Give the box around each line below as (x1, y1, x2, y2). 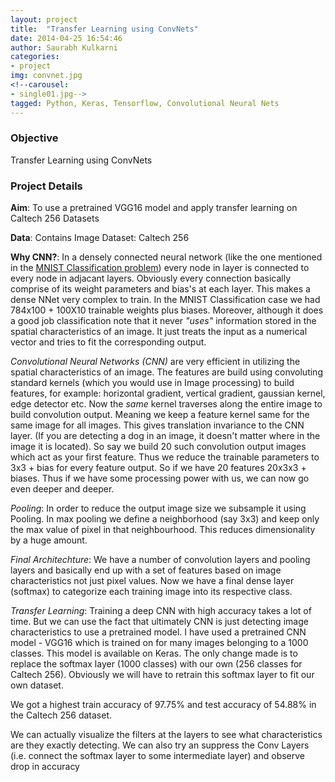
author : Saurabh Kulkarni (10, 42, 118, 53)
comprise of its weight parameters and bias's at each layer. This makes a (10, 283, 311, 295)
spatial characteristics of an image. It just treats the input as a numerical (10, 326, 308, 338)
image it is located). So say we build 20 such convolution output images (10, 441, 307, 453)
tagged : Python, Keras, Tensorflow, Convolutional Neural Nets (10, 98, 280, 108)
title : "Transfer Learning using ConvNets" (10, 24, 199, 34)
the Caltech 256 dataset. (10, 709, 113, 721)
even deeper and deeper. (10, 483, 115, 495)
